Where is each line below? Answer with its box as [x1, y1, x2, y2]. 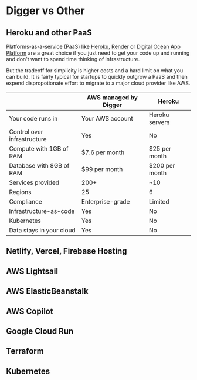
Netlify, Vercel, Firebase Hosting [6, 246, 127, 256]
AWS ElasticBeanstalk [6, 286, 89, 296]
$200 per [148, 162, 175, 169]
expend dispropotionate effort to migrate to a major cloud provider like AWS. [6, 79, 191, 86]
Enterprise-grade [81, 198, 130, 205]
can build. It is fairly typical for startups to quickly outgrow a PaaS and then [6, 74, 188, 80]
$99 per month [81, 165, 123, 173]
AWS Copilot [6, 306, 54, 316]
